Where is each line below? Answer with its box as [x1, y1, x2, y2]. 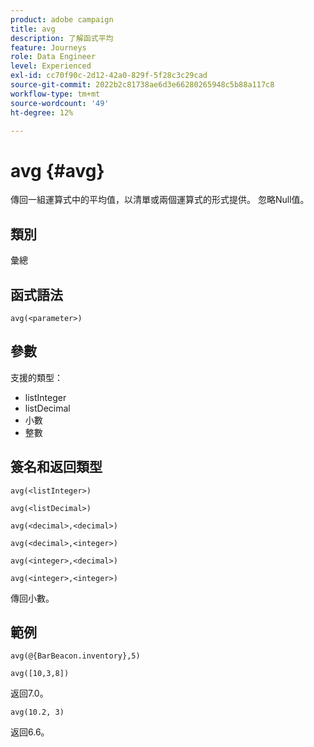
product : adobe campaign [10, 14, 114, 25]
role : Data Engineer [10, 52, 97, 62]
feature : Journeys [10, 42, 87, 53]
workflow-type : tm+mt [10, 89, 101, 99]
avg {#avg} [10, 159, 105, 182]
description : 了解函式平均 [10, 33, 114, 43]
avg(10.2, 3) [10, 707, 65, 718]
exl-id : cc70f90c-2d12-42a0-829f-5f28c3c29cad [10, 71, 208, 81]
